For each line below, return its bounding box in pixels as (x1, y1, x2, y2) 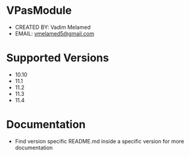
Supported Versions (6, 51, 109, 65)
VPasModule (6, 4, 72, 17)
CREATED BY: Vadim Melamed (14, 23, 91, 31)
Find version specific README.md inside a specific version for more (14, 137, 185, 145)
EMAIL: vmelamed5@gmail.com (14, 30, 95, 37)
